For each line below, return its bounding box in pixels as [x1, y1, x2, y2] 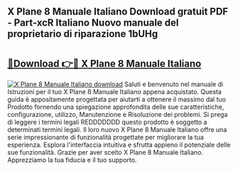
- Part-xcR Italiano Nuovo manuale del [7, 17, 179, 29]
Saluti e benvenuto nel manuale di [124, 80, 224, 88]
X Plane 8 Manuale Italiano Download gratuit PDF [7, 6, 229, 18]
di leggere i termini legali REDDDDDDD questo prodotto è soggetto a [7, 118, 207, 126]
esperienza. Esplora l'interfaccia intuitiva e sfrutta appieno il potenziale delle [7, 140, 231, 149]
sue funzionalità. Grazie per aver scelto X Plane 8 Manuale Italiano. [7, 148, 204, 156]
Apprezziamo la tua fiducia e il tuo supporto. [7, 156, 137, 164]
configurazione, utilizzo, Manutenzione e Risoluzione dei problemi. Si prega [7, 110, 228, 118]
